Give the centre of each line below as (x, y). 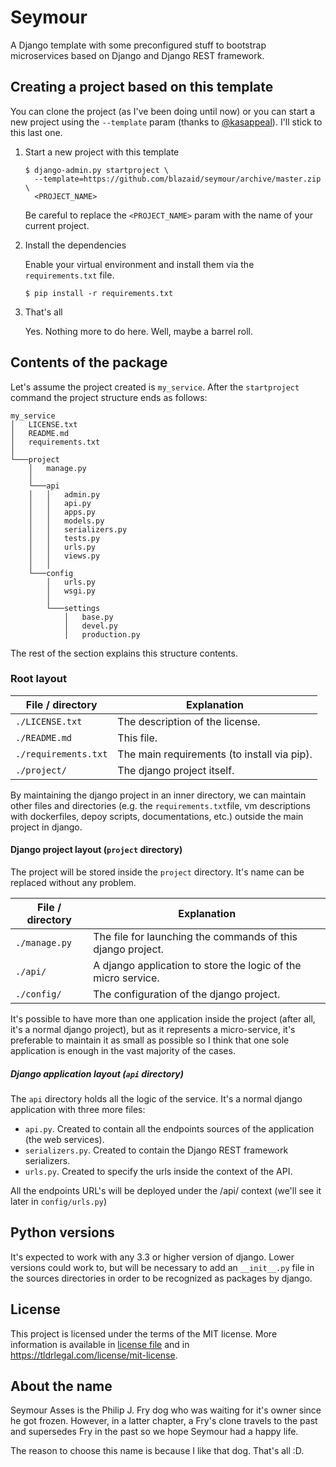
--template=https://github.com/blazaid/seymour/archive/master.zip (178, 179)
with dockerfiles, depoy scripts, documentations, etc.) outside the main (157, 816)
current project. (57, 225)
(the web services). (64, 1140)
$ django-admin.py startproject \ (96, 170)
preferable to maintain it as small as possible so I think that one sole (150, 1040)
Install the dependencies (75, 245)
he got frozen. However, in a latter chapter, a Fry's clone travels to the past (164, 1421)
